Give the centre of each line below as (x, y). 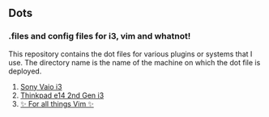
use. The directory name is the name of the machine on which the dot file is (134, 62)
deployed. (25, 71)
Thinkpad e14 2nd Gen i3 (62, 95)
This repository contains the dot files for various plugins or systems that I (130, 54)
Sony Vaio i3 (41, 86)
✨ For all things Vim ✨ (57, 103)
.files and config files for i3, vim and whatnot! (100, 36)
